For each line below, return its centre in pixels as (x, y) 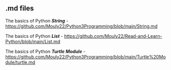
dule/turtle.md (20, 62)
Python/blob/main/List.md (33, 41)
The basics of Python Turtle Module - (45, 51)
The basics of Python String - (37, 20)
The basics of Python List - (34, 36)
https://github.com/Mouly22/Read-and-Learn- (113, 36)
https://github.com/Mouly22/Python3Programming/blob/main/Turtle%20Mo (85, 57)
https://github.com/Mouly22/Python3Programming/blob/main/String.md (81, 26)
